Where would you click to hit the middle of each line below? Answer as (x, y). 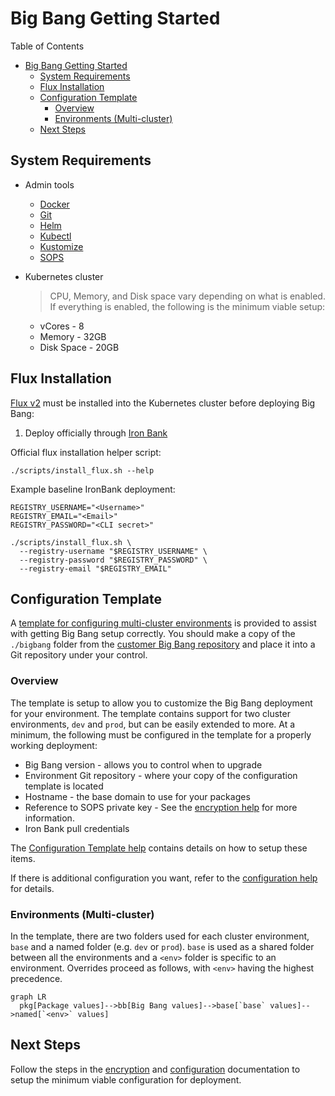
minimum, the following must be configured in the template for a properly (161, 734)
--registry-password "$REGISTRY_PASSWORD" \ (113, 560)
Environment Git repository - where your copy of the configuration (161, 775)
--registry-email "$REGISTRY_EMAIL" (95, 568)
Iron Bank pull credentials (77, 828)
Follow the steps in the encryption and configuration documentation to (155, 1069)
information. (49, 818)
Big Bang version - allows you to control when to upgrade (143, 764)
